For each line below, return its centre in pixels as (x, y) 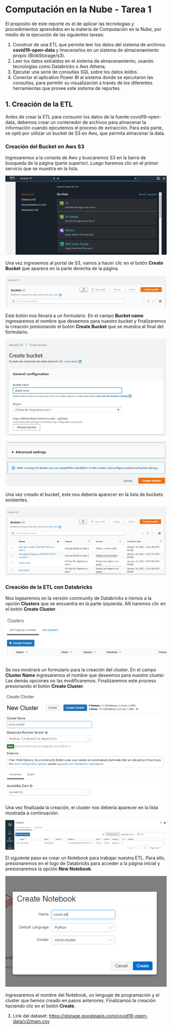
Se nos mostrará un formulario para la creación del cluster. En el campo (81, 670)
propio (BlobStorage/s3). (39, 55)
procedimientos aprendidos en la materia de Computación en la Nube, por (83, 29)
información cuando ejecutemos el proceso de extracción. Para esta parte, (84, 127)
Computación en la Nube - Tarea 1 (79, 10)
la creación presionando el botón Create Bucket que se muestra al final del (84, 326)
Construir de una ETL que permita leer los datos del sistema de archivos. (89, 44)
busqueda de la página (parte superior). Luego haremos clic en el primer (82, 163)
